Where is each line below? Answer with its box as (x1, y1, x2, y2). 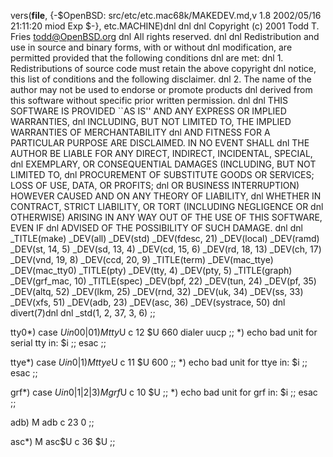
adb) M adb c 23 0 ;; (10, 416, 95, 428)
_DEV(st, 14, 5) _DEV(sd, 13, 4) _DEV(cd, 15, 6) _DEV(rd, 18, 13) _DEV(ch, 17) (10, 243, 322, 255)
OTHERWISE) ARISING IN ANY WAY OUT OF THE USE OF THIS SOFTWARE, (10, 211, 323, 223)
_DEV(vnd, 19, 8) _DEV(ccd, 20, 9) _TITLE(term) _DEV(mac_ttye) (10, 254, 274, 265)
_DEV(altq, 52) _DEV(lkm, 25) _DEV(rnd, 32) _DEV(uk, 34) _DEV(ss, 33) (10, 286, 304, 297)
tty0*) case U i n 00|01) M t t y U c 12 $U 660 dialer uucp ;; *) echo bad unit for (10, 326, 318, 338)
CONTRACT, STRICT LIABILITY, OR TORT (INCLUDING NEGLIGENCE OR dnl (10, 201, 324, 212)
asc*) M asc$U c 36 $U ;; (10, 436, 116, 447)
